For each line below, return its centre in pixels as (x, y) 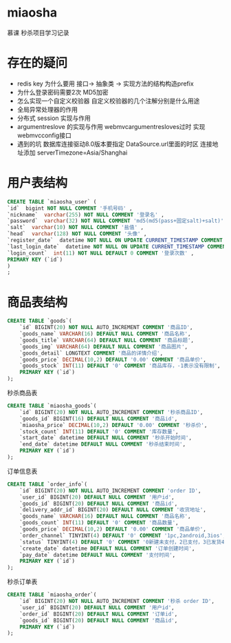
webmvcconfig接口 (44, 135)
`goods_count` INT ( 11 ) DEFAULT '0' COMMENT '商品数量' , (99, 523)
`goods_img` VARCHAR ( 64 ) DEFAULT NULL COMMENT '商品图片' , (103, 346)
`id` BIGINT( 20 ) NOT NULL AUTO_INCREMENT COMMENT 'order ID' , (110, 491)
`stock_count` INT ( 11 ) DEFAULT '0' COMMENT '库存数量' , (99, 432)
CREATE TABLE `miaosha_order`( (52, 595)
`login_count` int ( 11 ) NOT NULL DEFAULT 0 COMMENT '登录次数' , (101, 253)
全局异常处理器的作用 (47, 109)
